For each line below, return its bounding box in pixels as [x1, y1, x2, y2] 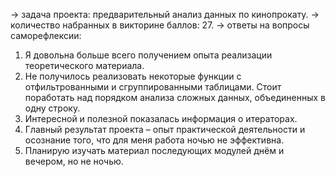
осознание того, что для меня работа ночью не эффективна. [24, 134, 285, 146]
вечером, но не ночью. [24, 155, 124, 167]
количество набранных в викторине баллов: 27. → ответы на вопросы [10, 19, 310, 31]
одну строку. [24, 102, 81, 114]
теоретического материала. [24, 60, 145, 71]
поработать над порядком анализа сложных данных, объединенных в [24, 92, 326, 103]
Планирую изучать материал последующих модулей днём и [24, 145, 285, 156]
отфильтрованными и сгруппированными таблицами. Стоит [24, 81, 282, 93]
